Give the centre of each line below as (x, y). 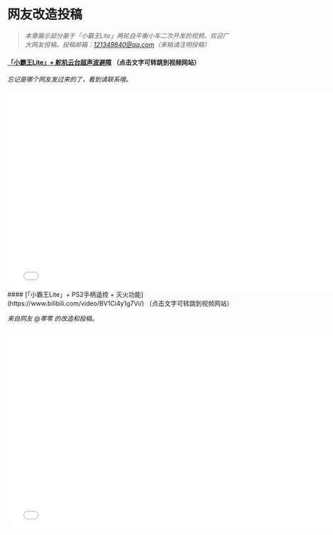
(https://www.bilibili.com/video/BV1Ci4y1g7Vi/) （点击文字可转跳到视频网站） (120, 304)
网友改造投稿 (45, 15)
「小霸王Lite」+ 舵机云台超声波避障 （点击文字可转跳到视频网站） (104, 62)
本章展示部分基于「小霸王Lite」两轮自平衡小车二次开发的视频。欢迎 (123, 36)
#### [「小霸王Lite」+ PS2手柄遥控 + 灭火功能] (75, 295)
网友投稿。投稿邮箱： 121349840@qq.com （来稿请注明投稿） (121, 44)
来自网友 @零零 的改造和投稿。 (53, 319)
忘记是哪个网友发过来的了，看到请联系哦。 (70, 80)
